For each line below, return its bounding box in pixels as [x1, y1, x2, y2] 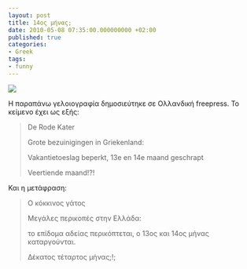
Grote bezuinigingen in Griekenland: [27, 137, 144, 147]
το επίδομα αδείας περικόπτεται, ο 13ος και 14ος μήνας [27, 228, 210, 238]
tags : [8, 56, 26, 64]
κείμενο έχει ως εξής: [8, 107, 80, 116]
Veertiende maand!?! [27, 168, 95, 177]
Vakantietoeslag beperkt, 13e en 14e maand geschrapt [27, 152, 205, 162]
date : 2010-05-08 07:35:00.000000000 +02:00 [8, 26, 157, 34]
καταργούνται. [27, 237, 76, 246]
